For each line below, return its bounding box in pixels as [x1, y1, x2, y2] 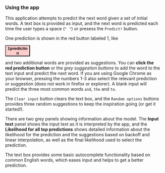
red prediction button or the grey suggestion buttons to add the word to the [5, 65, 160, 71]
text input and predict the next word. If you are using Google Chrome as [5, 70, 152, 76]
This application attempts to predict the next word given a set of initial [5, 15, 148, 21]
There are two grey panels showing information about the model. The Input [5, 116, 159, 122]
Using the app [5, 4, 40, 11]
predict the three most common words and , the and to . [5, 86, 116, 92]
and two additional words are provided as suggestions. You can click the [5, 60, 154, 66]
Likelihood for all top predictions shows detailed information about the [5, 126, 150, 132]
